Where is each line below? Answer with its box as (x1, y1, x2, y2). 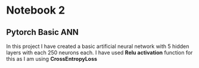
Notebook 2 (6, 4, 66, 17)
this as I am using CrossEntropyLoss (6, 56, 97, 62)
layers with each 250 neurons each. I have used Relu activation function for (6, 49, 193, 56)
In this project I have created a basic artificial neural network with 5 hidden (6, 43, 189, 50)
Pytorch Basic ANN (6, 27, 79, 37)
